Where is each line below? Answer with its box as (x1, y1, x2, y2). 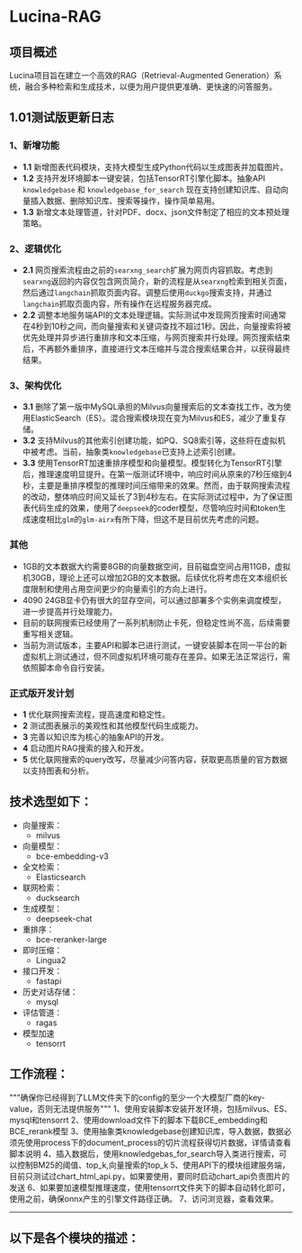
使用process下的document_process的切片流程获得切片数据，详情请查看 (24, 1137, 292, 1148)
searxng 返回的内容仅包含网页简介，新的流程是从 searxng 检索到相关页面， (22, 275, 292, 286)
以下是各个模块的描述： (9, 1230, 139, 1246)
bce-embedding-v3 (35, 851, 110, 861)
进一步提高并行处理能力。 (22, 606, 118, 617)
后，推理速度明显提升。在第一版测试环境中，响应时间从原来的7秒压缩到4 (22, 469, 292, 480)
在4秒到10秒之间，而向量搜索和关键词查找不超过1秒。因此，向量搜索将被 (22, 320, 292, 331)
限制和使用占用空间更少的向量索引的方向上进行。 (30, 583, 212, 594)
